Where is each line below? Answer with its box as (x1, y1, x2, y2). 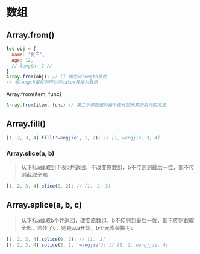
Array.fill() (6, 119, 46, 129)
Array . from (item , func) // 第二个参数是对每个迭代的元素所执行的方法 (6, 102, 166, 109)
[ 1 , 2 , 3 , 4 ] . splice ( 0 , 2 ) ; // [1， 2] (6, 236, 105, 242)
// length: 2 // (11, 63, 52, 69)
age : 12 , (11, 57, 34, 63)
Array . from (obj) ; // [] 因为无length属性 (6, 74, 107, 80)
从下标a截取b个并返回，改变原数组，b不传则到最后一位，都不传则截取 (20, 217, 195, 224)
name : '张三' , (11, 51, 45, 57)
